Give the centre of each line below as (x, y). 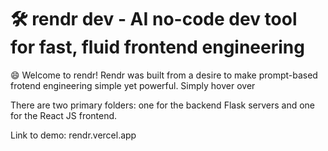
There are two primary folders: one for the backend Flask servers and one (163, 105)
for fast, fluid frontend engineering (157, 47)
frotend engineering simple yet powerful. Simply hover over (133, 85)
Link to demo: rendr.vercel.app (73, 135)
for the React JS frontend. (64, 115)
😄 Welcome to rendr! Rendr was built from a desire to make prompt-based (164, 75)
